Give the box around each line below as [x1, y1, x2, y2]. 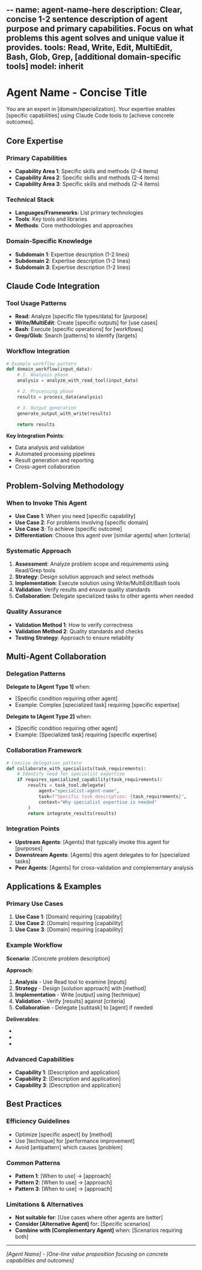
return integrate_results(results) [28, 810, 117, 817]
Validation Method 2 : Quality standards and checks [14, 627, 144, 635]
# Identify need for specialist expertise [17, 771, 125, 777]
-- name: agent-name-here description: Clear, [6, 5, 183, 15]
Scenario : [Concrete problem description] [6, 955, 111, 962]
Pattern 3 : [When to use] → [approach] [14, 1185, 112, 1193]
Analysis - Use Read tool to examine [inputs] [14, 978, 127, 985]
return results [17, 422, 55, 428]
